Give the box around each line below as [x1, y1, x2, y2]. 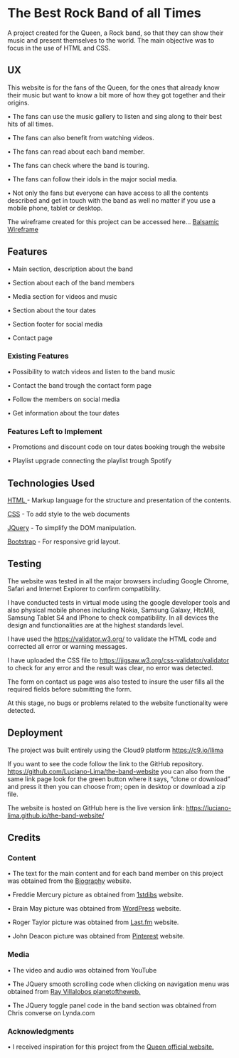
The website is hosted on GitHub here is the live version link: [7, 803, 185, 812]
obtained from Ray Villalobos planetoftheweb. [7, 987, 141, 995]
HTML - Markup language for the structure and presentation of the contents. [7, 496, 232, 504]
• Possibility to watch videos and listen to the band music [7, 367, 176, 376]
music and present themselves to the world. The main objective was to [7, 36, 215, 44]
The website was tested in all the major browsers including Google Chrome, [7, 576, 229, 585]
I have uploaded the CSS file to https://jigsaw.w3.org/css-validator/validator [7, 656, 230, 665]
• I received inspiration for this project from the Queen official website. [7, 1042, 215, 1051]
